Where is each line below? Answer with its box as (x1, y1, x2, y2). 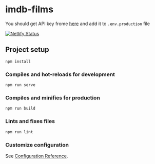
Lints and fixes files (5, 118, 55, 125)
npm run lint (5, 129, 33, 134)
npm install (5, 59, 31, 64)
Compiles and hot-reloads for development (5, 71, 115, 78)
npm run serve (5, 83, 36, 88)
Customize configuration (5, 141, 69, 148)
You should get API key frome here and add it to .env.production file (5, 20, 150, 27)
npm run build (5, 106, 36, 111)
